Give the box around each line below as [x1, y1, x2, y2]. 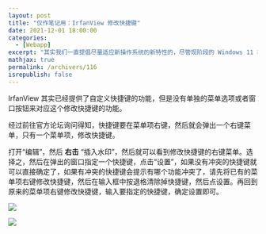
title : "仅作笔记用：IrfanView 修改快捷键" [8, 19, 141, 27]
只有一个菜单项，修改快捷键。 [21, 130, 120, 140]
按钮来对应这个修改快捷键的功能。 [14, 103, 127, 113]
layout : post [8, 11, 51, 20]
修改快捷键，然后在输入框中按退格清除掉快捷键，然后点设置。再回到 [35, 176, 258, 186]
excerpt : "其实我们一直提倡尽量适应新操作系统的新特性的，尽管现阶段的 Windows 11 [8, 48, 254, 56]
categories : [8, 33, 47, 42]
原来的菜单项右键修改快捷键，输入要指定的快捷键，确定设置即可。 [8, 186, 223, 196]
